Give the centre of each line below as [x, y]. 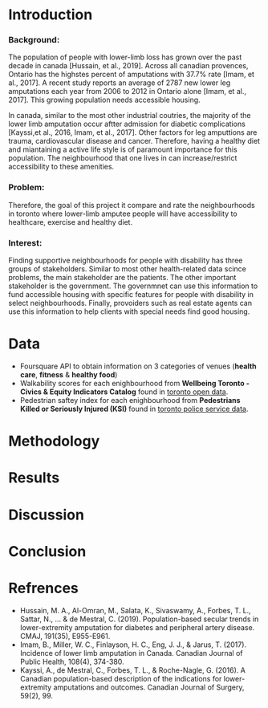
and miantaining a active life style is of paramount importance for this [123, 149]
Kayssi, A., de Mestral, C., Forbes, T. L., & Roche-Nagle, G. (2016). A [133, 670]
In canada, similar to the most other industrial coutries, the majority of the [130, 116]
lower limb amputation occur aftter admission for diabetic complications [127, 124]
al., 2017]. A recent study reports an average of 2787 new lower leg [120, 83]
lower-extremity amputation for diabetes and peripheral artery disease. [137, 627]
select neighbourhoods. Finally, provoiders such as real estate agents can [130, 303]
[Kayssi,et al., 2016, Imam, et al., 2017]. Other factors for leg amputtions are [133, 132]
